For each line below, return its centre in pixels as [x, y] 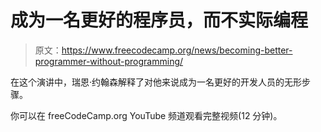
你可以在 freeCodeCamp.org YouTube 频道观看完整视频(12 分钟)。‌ [146, 115]
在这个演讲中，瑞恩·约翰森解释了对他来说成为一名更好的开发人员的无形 [156, 82]
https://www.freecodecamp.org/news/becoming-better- [177, 50]
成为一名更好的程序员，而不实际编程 [159, 20]
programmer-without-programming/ [109, 61]
